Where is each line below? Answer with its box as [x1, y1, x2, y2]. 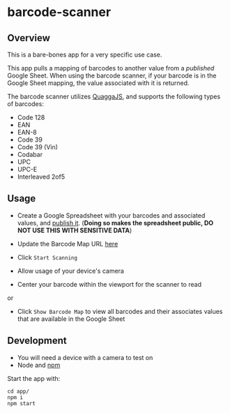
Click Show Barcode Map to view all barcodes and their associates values [17, 307, 223, 315]
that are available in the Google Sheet [17, 315, 125, 323]
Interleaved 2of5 [17, 172, 65, 181]
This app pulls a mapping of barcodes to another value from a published [7, 64, 215, 72]
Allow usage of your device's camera [17, 266, 124, 275]
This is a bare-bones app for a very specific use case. [7, 50, 162, 59]
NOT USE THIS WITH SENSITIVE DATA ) [17, 226, 132, 234]
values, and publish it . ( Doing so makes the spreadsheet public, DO [17, 218, 214, 227]
